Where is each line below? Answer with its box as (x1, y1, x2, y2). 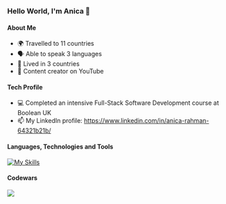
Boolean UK (17, 109, 52, 117)
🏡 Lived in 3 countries (17, 60, 80, 68)
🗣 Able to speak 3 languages (17, 50, 103, 58)
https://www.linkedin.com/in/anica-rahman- (84, 117, 209, 125)
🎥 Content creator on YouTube (17, 67, 104, 76)
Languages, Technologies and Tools (7, 142, 114, 151)
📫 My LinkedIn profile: (17, 117, 83, 125)
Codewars (7, 173, 38, 182)
